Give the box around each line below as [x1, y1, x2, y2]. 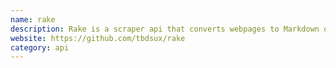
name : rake [10, 14, 56, 25]
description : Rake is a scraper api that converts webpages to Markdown [10, 24, 320, 34]
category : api [10, 42, 70, 53]
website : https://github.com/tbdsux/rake [10, 33, 186, 43]
